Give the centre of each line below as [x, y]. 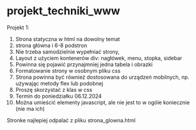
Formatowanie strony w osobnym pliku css [68, 70]
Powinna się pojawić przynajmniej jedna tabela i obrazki [84, 64]
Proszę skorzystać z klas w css [54, 89]
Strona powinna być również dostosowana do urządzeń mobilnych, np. [102, 77]
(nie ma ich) [30, 109]
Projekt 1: [18, 27]
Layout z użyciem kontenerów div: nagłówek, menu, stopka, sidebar [99, 58]
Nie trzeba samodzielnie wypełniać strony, [67, 51]
